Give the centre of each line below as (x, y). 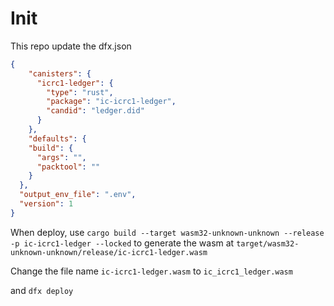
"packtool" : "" (68, 167)
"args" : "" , (61, 157)
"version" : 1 (46, 204)
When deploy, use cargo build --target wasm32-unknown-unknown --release (167, 232)
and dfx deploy (42, 290)
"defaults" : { (57, 138)
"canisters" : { (60, 73)
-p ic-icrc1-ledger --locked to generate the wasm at (122, 243)
